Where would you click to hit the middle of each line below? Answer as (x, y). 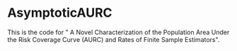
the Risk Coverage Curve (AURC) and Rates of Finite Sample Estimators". (114, 39)
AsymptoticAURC (60, 13)
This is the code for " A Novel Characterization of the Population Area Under (118, 32)
